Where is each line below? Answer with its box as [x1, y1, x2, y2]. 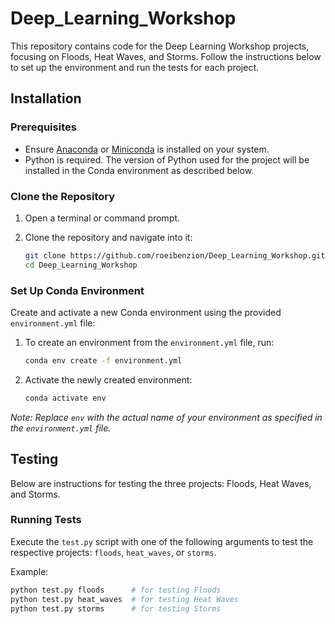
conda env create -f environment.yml [24, 355, 183, 366]
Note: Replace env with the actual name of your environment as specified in [10, 411, 323, 423]
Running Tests [10, 513, 82, 527]
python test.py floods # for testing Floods [10, 585, 222, 595]
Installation [10, 90, 82, 107]
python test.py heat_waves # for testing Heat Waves [10, 594, 240, 604]
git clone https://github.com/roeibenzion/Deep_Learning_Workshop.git [24, 250, 326, 261]
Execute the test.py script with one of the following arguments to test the [10, 535, 314, 547]
